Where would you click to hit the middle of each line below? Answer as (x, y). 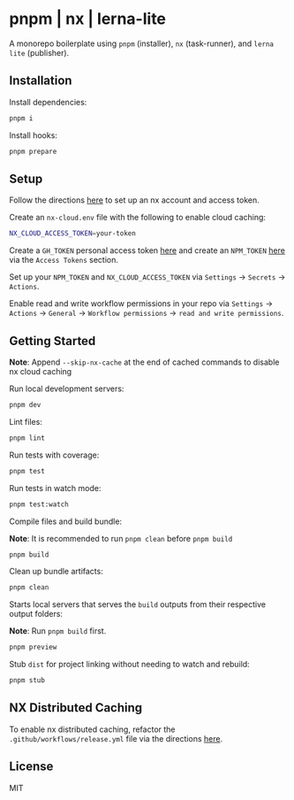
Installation (41, 81)
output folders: (36, 614)
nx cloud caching (41, 371)
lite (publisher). (39, 52)
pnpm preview (33, 647)
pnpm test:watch (39, 504)
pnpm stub (27, 681)
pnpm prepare (33, 151)
